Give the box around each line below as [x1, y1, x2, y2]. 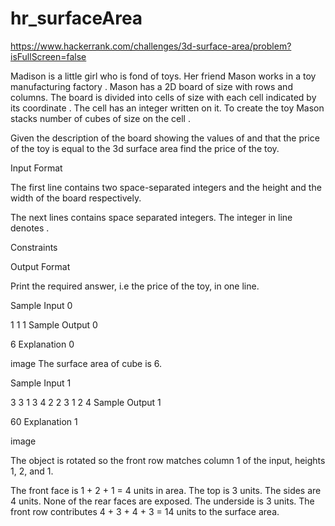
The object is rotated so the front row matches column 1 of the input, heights [10, 454, 326, 466]
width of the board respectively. [10, 192, 142, 204]
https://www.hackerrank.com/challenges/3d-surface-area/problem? [10, 40, 292, 52]
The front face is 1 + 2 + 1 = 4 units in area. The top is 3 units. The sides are [10, 484, 322, 496]
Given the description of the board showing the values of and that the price [10, 132, 320, 144]
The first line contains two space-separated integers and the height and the [10, 181, 322, 193]
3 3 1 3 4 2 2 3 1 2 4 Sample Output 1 [10, 396, 162, 408]
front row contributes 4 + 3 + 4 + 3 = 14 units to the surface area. [10, 505, 280, 517]
